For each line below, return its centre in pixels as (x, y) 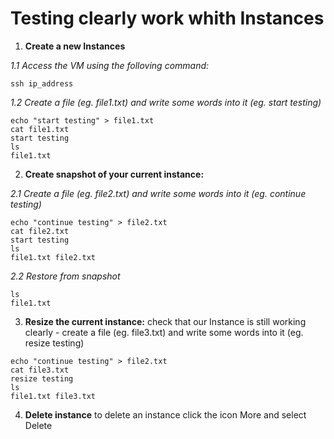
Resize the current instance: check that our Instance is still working (165, 321)
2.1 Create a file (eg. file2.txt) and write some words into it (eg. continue (158, 193)
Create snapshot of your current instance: (114, 174)
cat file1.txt (40, 129)
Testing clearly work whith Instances (167, 18)
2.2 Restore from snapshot (65, 276)
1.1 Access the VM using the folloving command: (110, 65)
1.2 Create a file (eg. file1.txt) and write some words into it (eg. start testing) (166, 102)
